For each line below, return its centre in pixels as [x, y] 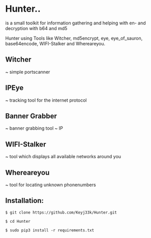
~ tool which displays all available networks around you [63, 157]
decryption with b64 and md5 [36, 28]
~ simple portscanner [28, 72]
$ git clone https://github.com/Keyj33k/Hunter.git [61, 212]
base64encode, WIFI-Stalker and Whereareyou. [55, 43]
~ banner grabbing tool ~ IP [34, 128]
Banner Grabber [31, 116]
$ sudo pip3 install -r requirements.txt [50, 230]
